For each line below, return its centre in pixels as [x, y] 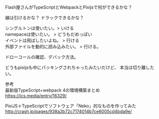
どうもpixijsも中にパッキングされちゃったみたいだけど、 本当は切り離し [78, 67]
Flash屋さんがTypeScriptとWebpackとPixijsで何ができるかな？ [69, 7]
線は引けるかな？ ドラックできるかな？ [45, 18]
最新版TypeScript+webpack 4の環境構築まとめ [52, 90]
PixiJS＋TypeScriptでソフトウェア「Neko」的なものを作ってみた [71, 106]
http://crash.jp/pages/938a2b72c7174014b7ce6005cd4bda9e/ [68, 111]
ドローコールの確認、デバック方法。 [42, 57]
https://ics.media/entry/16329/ [36, 96]
